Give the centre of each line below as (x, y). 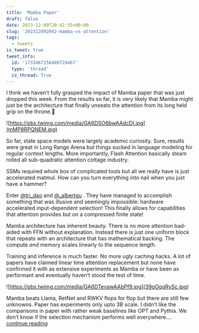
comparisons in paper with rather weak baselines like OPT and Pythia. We (97, 311)
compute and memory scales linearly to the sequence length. (81, 245)
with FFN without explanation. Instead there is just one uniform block (105, 232)
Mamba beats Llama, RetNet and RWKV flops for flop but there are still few (97, 298)
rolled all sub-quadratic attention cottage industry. (67, 160)
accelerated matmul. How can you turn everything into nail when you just (96, 177)
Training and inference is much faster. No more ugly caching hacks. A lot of (99, 256)
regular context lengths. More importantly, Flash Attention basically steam (97, 154)
